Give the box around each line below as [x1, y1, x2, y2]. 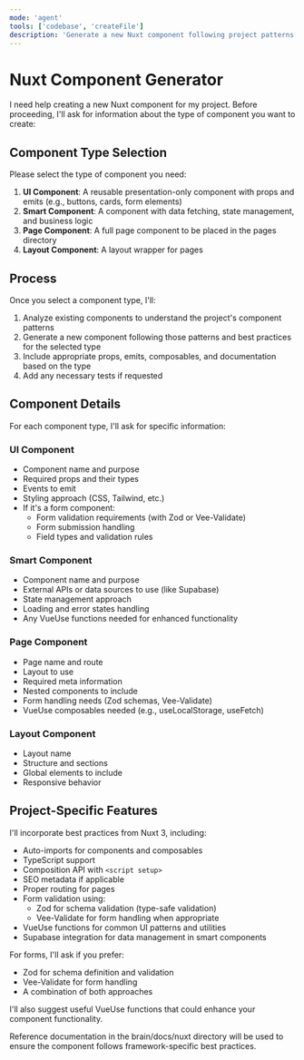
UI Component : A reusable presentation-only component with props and [22, 187, 295, 198]
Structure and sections [22, 757, 109, 768]
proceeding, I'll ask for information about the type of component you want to [9, 109, 296, 120]
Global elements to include [22, 767, 123, 778]
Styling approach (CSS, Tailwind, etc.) [22, 493, 165, 504]
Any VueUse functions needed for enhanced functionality [22, 613, 239, 624]
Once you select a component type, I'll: [9, 294, 156, 305]
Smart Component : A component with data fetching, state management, [22, 206, 295, 217]
